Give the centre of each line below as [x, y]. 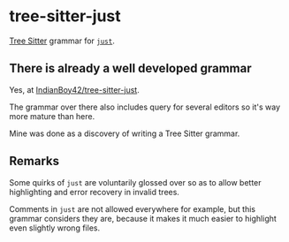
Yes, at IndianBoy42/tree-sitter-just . [74, 89]
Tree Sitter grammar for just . [62, 41]
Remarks [34, 161]
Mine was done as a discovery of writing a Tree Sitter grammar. [125, 133]
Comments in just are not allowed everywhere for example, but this [133, 208]
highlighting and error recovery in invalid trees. [94, 192]
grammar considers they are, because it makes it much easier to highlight [143, 218]
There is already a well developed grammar [130, 68]
